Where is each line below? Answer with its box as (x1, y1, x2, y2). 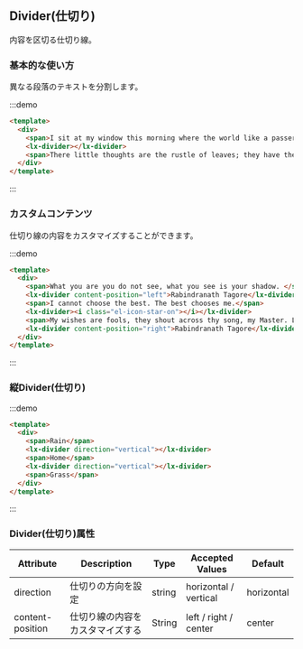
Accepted (190, 552, 234, 564)
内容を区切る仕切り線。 (9, 34, 96, 45)
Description (80, 557, 133, 570)
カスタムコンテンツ (9, 208, 93, 220)
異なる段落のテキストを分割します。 (9, 81, 143, 92)
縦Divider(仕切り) (9, 382, 86, 394)
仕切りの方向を (69, 579, 133, 592)
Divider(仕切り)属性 (9, 527, 96, 540)
